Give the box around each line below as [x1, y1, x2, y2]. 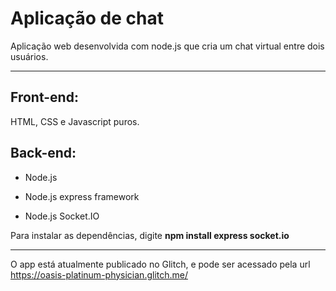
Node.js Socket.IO [24, 210, 100, 222]
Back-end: [10, 145, 77, 162]
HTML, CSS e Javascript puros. [10, 115, 140, 127]
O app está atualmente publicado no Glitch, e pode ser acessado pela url [10, 258, 311, 270]
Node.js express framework [24, 190, 140, 202]
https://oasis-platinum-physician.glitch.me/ [10, 268, 189, 281]
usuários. [10, 50, 49, 62]
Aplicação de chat [10, 7, 164, 30]
